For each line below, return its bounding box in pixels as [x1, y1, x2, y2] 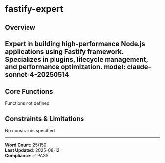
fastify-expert [5, 3, 64, 15]
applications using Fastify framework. [5, 47, 124, 56]
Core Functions [5, 87, 53, 96]
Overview [5, 23, 36, 32]
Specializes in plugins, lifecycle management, [5, 55, 148, 64]
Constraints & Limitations [5, 115, 84, 123]
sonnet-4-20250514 [5, 70, 70, 79]
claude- [127, 63, 151, 71]
